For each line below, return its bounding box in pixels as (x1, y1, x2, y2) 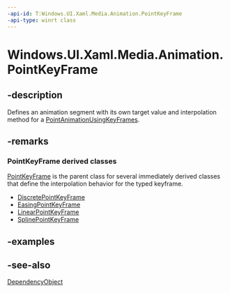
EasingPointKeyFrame (17, 200, 81, 209)
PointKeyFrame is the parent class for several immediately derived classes (7, 172, 221, 181)
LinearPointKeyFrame (17, 208, 79, 216)
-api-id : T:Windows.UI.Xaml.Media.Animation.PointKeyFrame (7, 10, 183, 17)
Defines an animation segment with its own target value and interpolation (7, 107, 217, 116)
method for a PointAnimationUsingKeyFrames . (7, 115, 140, 123)
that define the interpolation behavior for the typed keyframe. (7, 179, 183, 188)
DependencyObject (7, 278, 63, 286)
